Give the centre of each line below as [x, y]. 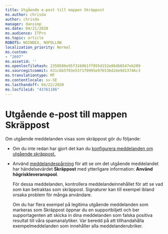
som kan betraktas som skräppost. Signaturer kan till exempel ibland [83, 190]
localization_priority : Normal [38, 47]
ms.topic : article [24, 38]
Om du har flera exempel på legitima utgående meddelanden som [80, 205]
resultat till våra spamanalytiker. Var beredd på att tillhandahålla [78, 221]
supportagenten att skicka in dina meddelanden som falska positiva [82, 215]
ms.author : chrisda [26, 15]
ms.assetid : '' [21, 61]
